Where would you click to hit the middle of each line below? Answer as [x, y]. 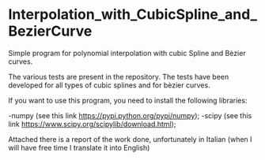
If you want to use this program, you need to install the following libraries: [128, 100]
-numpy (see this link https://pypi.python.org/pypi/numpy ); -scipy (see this [130, 115]
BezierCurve [50, 31]
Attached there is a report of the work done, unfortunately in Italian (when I [130, 139]
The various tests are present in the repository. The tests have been [119, 76]
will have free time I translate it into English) [79, 147]
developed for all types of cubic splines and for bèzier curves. [110, 85]
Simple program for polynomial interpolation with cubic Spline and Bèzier [127, 53]
